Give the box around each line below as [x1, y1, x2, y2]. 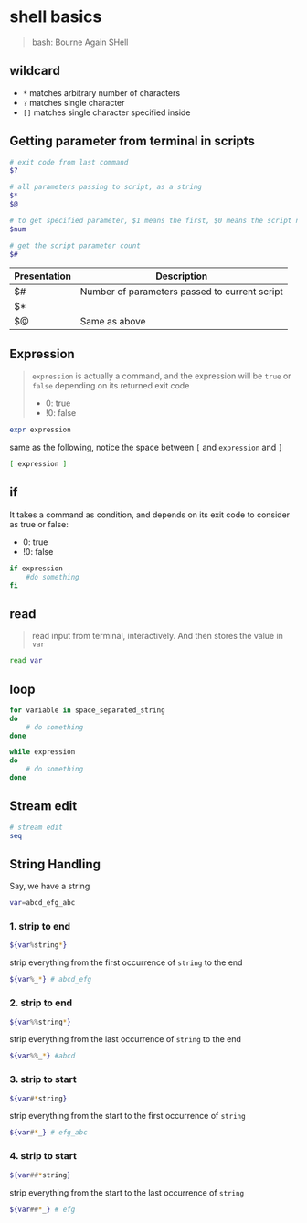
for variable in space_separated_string [9, 706, 166, 715]
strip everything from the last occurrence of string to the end [9, 1034, 242, 1045]
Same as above [79, 315, 146, 328]
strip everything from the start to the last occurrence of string [9, 1186, 245, 1198]
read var [9, 656, 43, 665]
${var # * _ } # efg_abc [9, 1128, 89, 1137]
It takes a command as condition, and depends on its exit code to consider [9, 509, 291, 520]
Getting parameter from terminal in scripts [9, 133, 256, 149]
